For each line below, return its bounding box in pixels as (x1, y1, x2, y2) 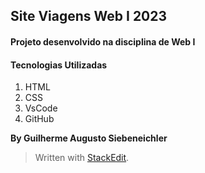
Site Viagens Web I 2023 (10, 8, 168, 25)
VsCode (24, 102, 58, 114)
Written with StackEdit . (34, 152, 130, 164)
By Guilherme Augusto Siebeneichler (10, 132, 168, 144)
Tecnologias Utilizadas (10, 59, 108, 71)
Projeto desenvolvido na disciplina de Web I (10, 35, 196, 48)
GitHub (24, 113, 55, 125)
